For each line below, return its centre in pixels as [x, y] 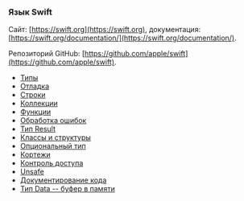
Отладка [35, 86]
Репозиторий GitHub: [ [47, 54]
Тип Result [38, 129]
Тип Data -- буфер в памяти [67, 189]
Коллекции [39, 104]
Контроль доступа [52, 163]
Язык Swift [30, 12]
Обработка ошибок [53, 121]
